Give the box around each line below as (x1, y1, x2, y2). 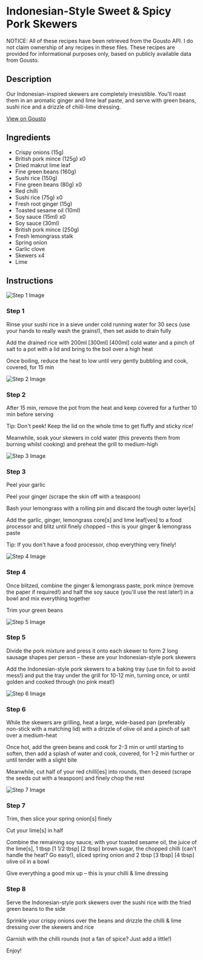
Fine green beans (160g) (15, 168, 77, 175)
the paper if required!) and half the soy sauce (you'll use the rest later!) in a (6, 588, 194, 596)
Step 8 (6, 885, 26, 893)
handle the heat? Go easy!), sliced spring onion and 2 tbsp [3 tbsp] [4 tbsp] (6, 851, 195, 859)
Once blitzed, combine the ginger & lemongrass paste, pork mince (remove (6, 582, 194, 589)
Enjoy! (6, 947, 22, 954)
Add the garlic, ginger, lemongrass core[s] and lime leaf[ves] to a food (6, 517, 182, 524)
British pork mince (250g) (15, 226, 79, 233)
